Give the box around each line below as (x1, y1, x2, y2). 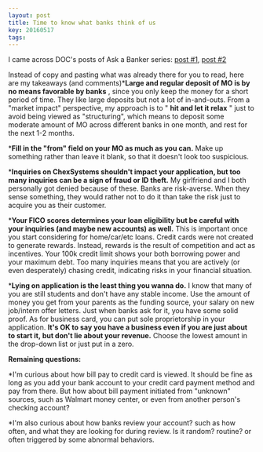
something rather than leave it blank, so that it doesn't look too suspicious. (8, 152, 250, 162)
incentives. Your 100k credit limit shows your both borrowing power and (8, 249, 241, 259)
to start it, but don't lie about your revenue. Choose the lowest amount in (8, 331, 247, 341)
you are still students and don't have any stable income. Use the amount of (8, 290, 250, 299)
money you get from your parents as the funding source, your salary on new (8, 297, 255, 307)
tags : (8, 33, 26, 42)
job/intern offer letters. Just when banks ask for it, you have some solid (8, 306, 239, 315)
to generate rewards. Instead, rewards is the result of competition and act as (8, 241, 256, 250)
